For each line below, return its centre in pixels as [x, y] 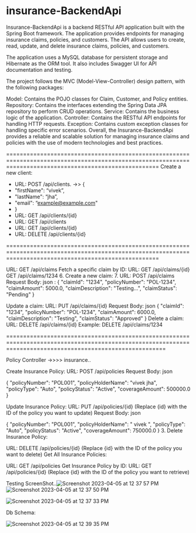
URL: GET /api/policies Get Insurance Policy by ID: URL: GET [79, 465]
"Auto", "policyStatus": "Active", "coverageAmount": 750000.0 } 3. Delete [94, 430]
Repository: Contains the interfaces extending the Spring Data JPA [87, 105]
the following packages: [35, 87]
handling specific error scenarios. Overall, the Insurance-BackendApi [90, 130]
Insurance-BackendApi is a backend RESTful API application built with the [95, 27]
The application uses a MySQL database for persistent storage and [87, 57]
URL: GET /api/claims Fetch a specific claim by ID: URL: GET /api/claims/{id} [98, 269]
